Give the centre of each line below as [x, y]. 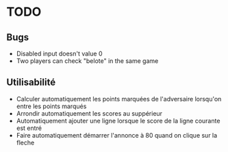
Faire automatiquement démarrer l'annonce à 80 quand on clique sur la [117, 135]
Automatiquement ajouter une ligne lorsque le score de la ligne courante [118, 121]
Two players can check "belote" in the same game [87, 61]
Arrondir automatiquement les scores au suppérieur [89, 113]
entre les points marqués [51, 106]
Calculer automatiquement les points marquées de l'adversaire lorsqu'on [119, 99]
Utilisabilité [31, 83]
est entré [29, 128]
